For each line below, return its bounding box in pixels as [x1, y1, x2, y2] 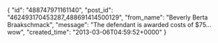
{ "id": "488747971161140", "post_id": [7, 6, 114, 14]
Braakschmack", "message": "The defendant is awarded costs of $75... [7, 21, 212, 28]
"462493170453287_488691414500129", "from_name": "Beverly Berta [7, 13, 208, 21]
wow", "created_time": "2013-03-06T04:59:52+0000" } [7, 28, 167, 36]
